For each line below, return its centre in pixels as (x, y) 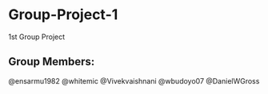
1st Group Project (37, 37)
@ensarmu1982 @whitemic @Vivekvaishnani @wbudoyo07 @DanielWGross (134, 80)
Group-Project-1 (63, 15)
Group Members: (52, 62)
